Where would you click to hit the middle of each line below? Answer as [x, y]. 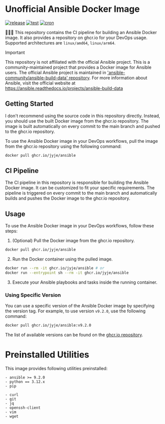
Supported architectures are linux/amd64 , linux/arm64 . [60, 42]
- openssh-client [23, 408]
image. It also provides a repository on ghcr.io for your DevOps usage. [76, 38]
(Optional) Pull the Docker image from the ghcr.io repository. [73, 241]
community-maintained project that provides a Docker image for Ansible [78, 67]
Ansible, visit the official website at [40, 83]
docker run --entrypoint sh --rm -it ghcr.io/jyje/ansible [67, 273]
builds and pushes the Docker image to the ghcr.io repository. [68, 198]
